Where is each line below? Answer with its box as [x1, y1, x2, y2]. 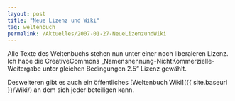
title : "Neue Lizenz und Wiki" [7, 17, 100, 24]
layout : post [7, 10, 46, 18]
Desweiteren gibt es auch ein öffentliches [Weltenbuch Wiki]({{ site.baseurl [7, 78, 228, 87]
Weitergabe [7, 64, 41, 73]
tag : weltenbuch [7, 23, 55, 30]
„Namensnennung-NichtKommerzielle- [101, 57, 215, 66]
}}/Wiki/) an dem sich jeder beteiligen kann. [7, 85, 135, 94]
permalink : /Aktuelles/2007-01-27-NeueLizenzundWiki [7, 30, 167, 37]
